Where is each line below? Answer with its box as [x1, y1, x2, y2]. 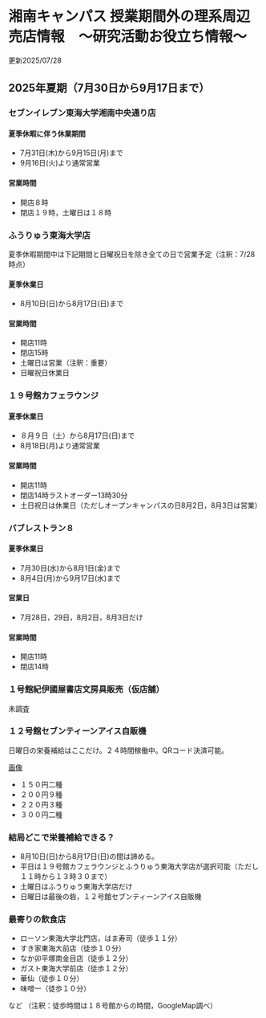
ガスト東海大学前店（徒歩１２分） [19, 963, 133, 973]
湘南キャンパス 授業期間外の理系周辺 [8, 7, 251, 26]
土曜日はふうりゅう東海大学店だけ [19, 881, 133, 892]
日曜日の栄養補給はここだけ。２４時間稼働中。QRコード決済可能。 [8, 745, 229, 755]
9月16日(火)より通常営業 [19, 158, 100, 168]
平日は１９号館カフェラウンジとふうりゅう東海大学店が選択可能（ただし [19, 861, 259, 872]
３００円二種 [19, 809, 62, 820]
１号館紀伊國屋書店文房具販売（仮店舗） [8, 684, 164, 695]
